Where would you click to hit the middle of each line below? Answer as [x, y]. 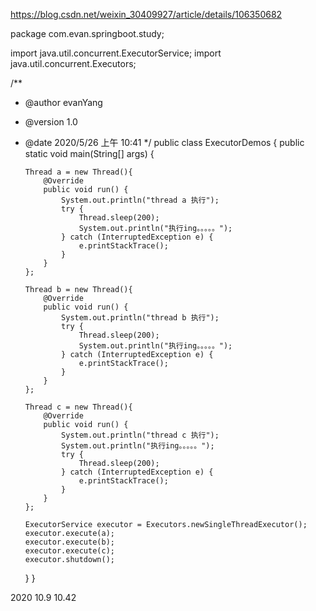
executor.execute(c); [69, 551]
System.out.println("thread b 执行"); [140, 318]
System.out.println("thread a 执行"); [140, 200]
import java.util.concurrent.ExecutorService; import [116, 53]
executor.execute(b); [69, 542]
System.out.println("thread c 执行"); [140, 435]
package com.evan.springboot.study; [87, 33]
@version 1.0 [51, 122]
